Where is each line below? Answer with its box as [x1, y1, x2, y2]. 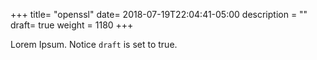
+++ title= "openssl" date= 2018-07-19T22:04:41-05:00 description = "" [10, 9, 308, 20]
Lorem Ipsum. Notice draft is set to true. [10, 39, 178, 50]
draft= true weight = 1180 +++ [10, 19, 134, 31]
